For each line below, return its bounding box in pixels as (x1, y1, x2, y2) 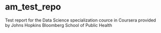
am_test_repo (5, 1, 62, 12)
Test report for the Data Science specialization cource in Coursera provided (5, 17, 156, 23)
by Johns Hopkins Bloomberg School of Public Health (5, 22, 113, 28)
